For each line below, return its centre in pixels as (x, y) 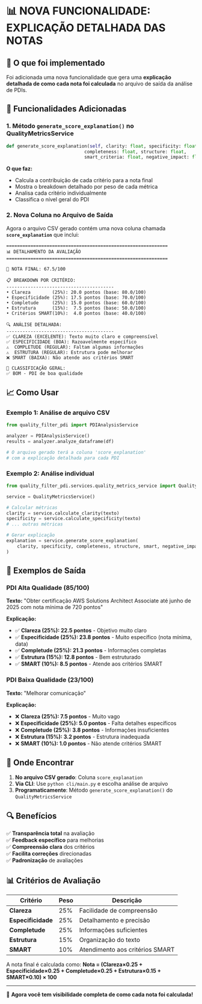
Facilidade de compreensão (118, 911)
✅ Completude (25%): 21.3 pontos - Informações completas (90, 650)
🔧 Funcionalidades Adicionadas (66, 109)
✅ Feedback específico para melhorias (55, 840)
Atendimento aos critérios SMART (127, 950)
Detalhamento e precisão (115, 920)
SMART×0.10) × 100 (32, 978)
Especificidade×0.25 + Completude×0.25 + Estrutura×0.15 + (84, 971)
